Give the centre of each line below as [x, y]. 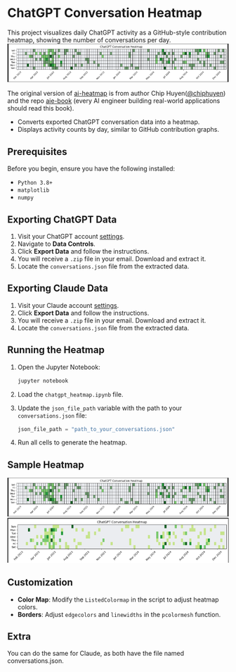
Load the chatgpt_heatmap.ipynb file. [71, 394]
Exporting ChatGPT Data [62, 219]
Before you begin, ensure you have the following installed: [91, 169]
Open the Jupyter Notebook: [59, 367]
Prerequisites [37, 152]
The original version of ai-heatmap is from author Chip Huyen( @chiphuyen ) [117, 94]
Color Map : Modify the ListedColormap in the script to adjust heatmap [118, 599]
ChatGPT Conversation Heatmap [105, 13]
